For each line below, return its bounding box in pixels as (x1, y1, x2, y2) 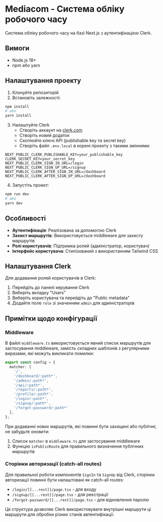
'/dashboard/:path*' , (14, 373, 57, 378)
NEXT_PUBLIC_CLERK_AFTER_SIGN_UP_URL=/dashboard (5, 174, 106, 179)
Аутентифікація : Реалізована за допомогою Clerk (12, 227, 117, 233)
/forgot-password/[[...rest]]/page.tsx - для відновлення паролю (12, 497, 149, 502)
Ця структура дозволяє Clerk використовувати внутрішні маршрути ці (5, 506, 151, 512)
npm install (5, 104, 29, 109)
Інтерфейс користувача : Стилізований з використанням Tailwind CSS (12, 248, 158, 254)
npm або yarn (12, 62, 40, 68)
